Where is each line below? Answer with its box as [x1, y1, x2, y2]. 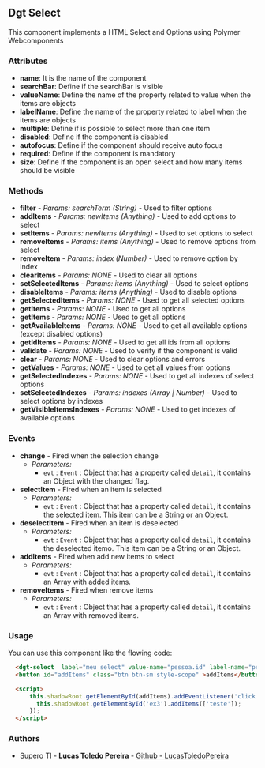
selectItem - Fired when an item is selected [19, 484, 162, 494]
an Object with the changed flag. [43, 476, 150, 485]
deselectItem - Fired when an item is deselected [19, 518, 179, 528]
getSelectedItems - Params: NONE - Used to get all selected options [19, 296, 246, 305]
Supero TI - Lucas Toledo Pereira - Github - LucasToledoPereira [19, 751, 230, 761]
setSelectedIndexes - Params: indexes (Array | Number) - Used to [19, 388, 238, 397]
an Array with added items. [43, 577, 132, 586]
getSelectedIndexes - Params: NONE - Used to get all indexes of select [19, 371, 255, 381]
